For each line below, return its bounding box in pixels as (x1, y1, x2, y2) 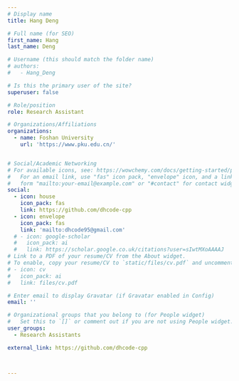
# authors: (7, 63, 40, 70)
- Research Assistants (14, 331, 81, 338)
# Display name (7, 10, 53, 18)
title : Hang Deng (7, 17, 59, 24)
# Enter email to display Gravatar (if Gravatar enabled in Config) (7, 292, 215, 299)
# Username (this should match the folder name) (7, 56, 154, 63)
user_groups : (7, 325, 46, 332)
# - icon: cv (7, 266, 46, 273)
